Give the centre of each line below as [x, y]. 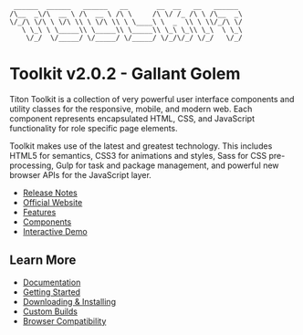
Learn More [43, 261]
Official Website [52, 202]
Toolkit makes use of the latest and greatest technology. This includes [141, 146]
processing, [32, 165]
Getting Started [51, 292]
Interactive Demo [55, 231]
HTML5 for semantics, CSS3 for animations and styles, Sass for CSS [138, 155]
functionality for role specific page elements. [94, 128]
